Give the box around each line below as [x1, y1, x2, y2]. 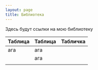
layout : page [5, 7, 33, 13]
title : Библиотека [5, 12, 44, 17]
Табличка [60, 38, 86, 45]
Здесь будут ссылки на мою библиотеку [5, 26, 93, 32]
